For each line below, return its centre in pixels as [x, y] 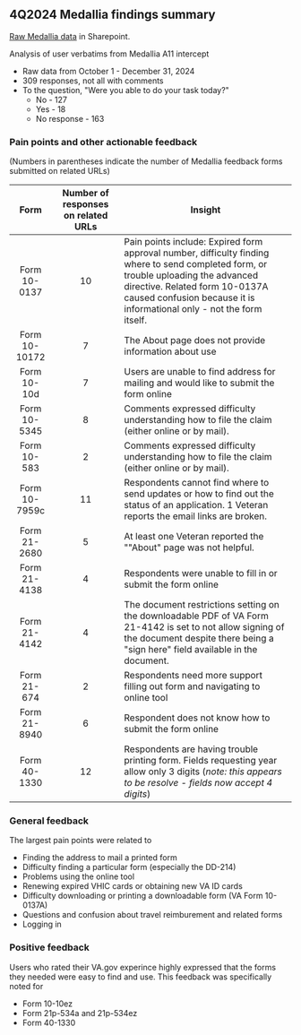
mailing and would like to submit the [199, 383]
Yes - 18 [51, 109]
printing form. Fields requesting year [201, 761]
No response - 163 [70, 118]
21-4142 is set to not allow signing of [204, 627]
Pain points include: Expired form [193, 242]
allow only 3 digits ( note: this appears [203, 772]
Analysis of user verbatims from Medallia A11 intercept [109, 54]
